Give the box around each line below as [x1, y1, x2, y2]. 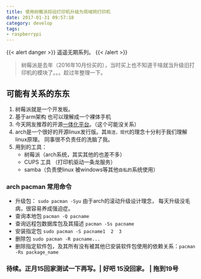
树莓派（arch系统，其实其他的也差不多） [24, 150, 126, 158]
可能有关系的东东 [6, 88, 70, 98]
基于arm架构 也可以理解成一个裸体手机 [14, 113, 112, 120]
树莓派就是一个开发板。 [14, 105, 74, 112]
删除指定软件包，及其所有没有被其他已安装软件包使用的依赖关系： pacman [14, 243, 196, 250]
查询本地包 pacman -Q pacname [14, 213, 89, 220]
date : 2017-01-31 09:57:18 [6, 14, 74, 21]
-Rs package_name [14, 249, 59, 255]
